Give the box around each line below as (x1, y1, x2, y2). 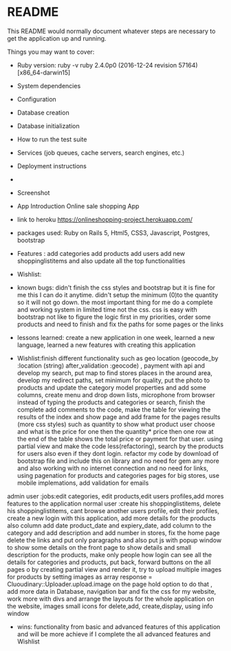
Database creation (16, 108, 70, 117)
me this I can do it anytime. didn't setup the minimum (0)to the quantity (16, 290, 219, 299)
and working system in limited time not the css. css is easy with (16, 305, 197, 314)
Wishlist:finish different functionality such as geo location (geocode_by (16, 354, 219, 362)
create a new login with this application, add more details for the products (7, 514, 216, 522)
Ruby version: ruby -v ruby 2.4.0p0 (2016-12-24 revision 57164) (16, 61, 198, 69)
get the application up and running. (7, 34, 107, 42)
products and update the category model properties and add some (16, 383, 206, 392)
